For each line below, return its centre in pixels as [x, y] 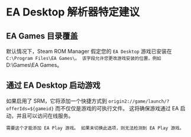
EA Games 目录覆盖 [42, 36]
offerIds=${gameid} [30, 109]
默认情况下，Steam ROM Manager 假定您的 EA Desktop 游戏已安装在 [89, 51]
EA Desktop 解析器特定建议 [73, 12]
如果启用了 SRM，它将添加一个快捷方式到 [57, 101]
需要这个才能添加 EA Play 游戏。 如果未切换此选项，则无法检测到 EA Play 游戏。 [95, 128]
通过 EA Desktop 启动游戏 [53, 86]
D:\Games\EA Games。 [34, 65]
